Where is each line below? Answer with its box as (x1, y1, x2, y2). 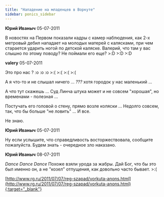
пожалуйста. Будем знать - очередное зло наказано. (5, 142, 117, 148)
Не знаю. (5, 118, 24, 123)
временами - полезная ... (5, 94, 58, 99)
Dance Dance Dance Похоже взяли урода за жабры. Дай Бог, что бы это (5, 161, 157, 167)
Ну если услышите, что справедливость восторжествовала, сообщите (5, 137, 153, 143)
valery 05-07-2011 (5, 60, 43, 66)
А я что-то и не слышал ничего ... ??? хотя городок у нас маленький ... (5, 79, 153, 85)
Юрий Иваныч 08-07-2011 (5, 151, 60, 157)
